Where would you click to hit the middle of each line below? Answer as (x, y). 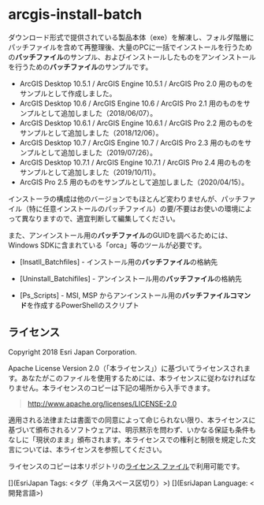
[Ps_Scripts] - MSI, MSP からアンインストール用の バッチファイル (125, 295)
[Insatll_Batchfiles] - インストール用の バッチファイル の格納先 (119, 262)
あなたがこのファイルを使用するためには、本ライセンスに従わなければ (135, 378)
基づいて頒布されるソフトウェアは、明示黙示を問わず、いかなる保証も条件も (132, 429)
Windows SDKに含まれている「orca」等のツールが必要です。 (107, 245)
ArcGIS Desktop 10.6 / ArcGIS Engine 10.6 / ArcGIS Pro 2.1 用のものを (132, 103)
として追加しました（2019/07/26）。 (99, 152)
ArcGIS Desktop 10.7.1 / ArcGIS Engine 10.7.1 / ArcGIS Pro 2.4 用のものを (136, 162)
